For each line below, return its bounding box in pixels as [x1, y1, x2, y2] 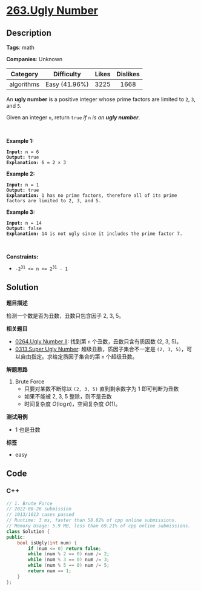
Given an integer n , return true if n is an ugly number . [6, 114, 140, 121]
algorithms [9, 80, 40, 88]
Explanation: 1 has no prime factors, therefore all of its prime [6, 193, 177, 199]
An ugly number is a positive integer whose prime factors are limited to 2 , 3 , [6, 96, 196, 103]
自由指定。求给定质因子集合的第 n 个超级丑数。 [20, 352, 138, 360]
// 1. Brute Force [6, 500, 53, 506]
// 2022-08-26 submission [6, 506, 71, 512]
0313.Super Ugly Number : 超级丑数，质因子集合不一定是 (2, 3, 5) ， [15, 345, 187, 352]
